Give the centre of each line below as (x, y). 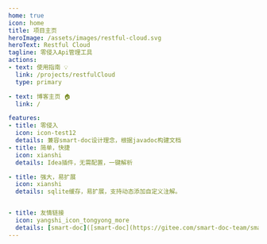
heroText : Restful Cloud (49, 45)
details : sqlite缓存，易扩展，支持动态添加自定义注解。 (98, 192)
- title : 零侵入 (33, 126)
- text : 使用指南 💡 (39, 68)
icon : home (26, 23)
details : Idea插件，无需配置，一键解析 (74, 163)
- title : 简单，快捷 (39, 148)
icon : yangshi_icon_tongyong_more (72, 220)
